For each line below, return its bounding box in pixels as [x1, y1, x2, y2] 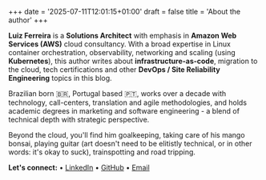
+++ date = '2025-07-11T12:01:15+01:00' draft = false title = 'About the [8, 7, 241, 16]
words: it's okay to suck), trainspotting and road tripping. [8, 147, 196, 157]
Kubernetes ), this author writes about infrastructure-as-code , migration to [8, 56, 258, 66]
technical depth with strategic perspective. [8, 115, 150, 124]
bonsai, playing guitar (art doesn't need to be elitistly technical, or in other [8, 139, 252, 148]
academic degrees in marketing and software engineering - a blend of [8, 106, 240, 115]
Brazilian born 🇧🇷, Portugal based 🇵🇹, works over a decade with [8, 89, 227, 98]
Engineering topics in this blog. [8, 74, 112, 82]
